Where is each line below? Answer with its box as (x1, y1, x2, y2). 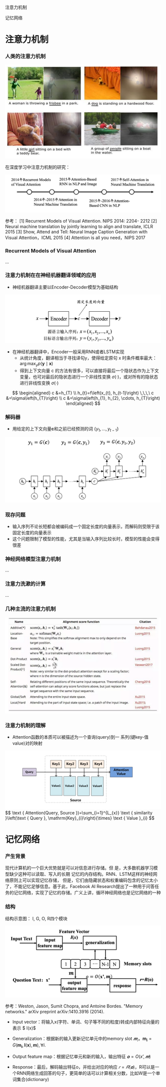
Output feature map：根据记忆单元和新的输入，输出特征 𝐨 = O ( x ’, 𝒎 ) (12, 1053, 151, 1059)
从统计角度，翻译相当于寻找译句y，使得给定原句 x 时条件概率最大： (19, 355, 157, 361)
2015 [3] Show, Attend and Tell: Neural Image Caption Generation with (5, 229, 148, 235)
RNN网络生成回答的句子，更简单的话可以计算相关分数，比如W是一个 (16, 1070, 156, 1076)
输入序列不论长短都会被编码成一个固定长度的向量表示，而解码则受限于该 (12, 523, 160, 529)
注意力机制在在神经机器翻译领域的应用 (5, 272, 96, 279)
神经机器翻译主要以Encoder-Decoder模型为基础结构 (12, 284, 119, 290)
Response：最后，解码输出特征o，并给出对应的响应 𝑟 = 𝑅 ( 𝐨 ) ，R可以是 (12, 1064, 155, 1070)
